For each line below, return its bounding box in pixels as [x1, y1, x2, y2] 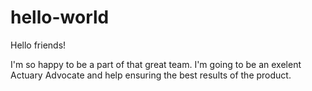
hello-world [10, 6, 110, 29]
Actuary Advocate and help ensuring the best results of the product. [10, 69, 292, 81]
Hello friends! [10, 39, 67, 51]
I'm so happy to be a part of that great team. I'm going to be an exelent [10, 58, 302, 70]
